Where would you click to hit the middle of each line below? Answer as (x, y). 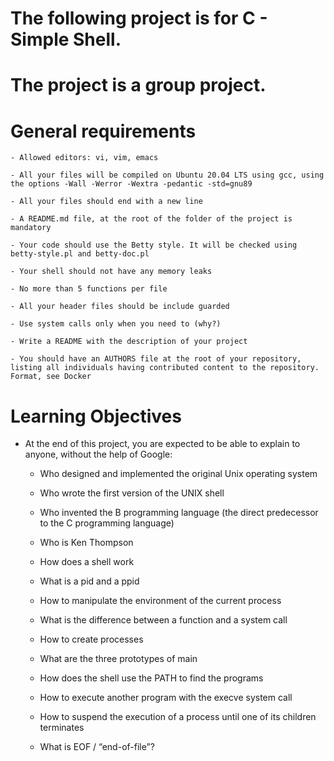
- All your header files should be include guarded (120, 307)
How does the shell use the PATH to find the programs (151, 678)
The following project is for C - (139, 18)
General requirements (103, 131)
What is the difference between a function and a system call (163, 620)
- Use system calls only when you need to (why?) (116, 324)
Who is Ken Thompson (86, 543)
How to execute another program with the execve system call (166, 698)
